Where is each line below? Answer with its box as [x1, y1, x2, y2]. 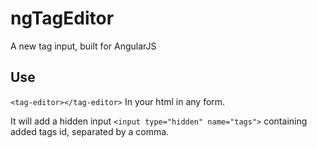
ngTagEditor [10, 7, 115, 30]
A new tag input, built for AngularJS [10, 40, 157, 52]
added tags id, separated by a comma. [10, 125, 170, 137]
